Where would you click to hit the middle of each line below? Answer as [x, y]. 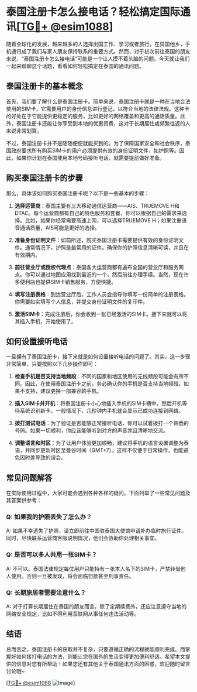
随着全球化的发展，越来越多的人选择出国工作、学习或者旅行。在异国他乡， [96, 44]
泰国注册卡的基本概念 [44, 86]
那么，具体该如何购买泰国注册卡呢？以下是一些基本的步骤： [78, 193]
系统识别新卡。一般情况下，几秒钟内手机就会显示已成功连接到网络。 [102, 411]
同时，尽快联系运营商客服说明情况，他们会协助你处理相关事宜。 [83, 538]
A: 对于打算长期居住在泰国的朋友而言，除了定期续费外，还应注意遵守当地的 [96, 607]
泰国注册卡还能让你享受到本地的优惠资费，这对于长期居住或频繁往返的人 [103, 123]
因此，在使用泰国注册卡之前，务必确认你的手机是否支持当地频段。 [104, 383]
